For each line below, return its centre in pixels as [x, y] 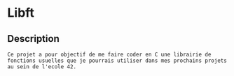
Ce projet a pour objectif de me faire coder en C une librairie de [109, 54]
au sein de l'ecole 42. [42, 67]
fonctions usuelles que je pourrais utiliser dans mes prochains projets [117, 61]
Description [33, 39]
